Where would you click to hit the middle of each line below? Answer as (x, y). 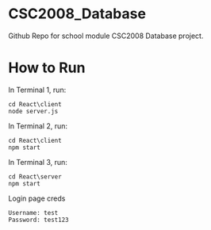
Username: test (33, 213)
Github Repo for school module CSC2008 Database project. (106, 36)
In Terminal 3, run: (38, 162)
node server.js (33, 111)
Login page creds (37, 198)
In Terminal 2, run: (38, 126)
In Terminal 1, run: (37, 90)
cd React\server (35, 176)
